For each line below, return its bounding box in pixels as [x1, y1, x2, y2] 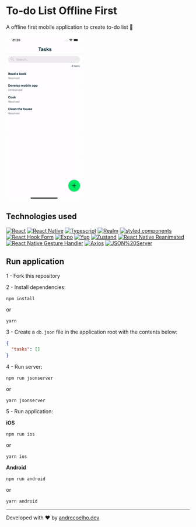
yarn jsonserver [6, 397, 45, 404]
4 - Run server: [6, 363, 43, 370]
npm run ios [6, 431, 35, 437]
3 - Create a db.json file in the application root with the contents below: [6, 328, 178, 335]
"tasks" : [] [11, 346, 41, 352]
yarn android [6, 498, 38, 505]
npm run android [6, 476, 45, 482]
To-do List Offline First [6, 4, 118, 18]
